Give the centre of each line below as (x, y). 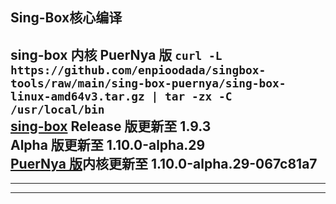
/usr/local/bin (57, 109)
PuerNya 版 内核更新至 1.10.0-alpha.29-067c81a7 (164, 163)
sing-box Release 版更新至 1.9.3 (111, 126)
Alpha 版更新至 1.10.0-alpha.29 (108, 144)
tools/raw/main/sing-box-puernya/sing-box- (148, 83)
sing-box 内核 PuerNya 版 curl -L (116, 54)
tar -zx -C (198, 96)
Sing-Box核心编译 (66, 18)
